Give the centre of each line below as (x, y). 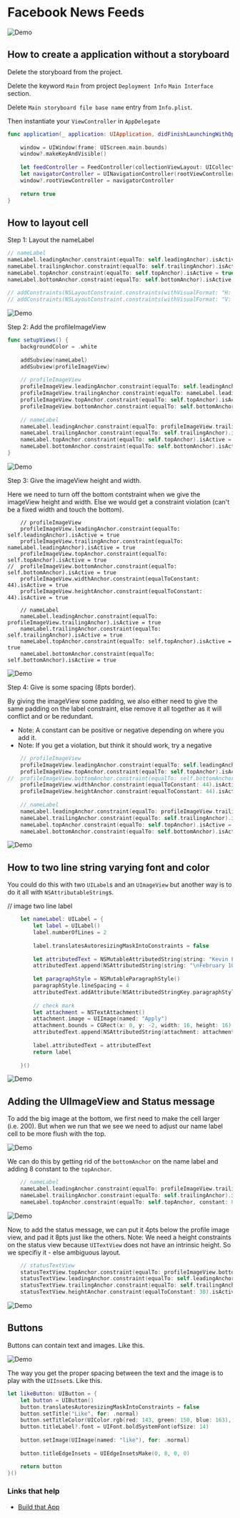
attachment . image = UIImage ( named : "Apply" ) (100, 1019)
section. (19, 93)
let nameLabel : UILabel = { (62, 919)
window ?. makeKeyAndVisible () (64, 154)
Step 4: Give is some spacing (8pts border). (71, 687)
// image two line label (40, 906)
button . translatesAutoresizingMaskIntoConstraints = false (110, 1407)
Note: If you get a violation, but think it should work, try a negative (115, 745)
